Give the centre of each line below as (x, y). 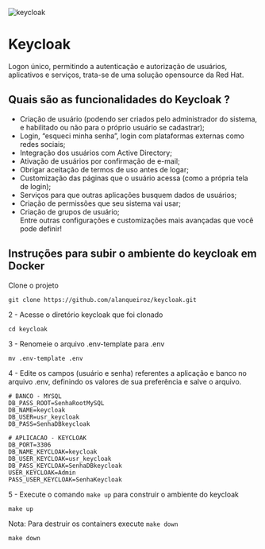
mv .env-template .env (46, 358)
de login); (35, 186)
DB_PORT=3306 (30, 445)
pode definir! (40, 228)
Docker (27, 266)
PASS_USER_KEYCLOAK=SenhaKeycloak (65, 479)
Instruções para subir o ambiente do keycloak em (132, 254)
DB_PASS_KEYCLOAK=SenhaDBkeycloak (65, 466)
